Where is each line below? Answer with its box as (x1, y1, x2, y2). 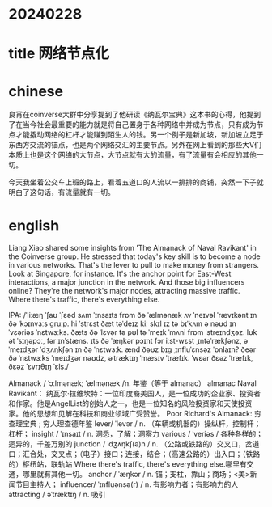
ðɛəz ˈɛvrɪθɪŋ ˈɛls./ (8, 361, 69, 372)
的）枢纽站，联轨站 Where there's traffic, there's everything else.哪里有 (8, 459, 247, 469)
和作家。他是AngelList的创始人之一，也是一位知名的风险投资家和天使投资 (8, 399, 253, 408)
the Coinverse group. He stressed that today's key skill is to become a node (8, 251, 261, 261)
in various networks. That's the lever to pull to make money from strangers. (8, 260, 259, 270)
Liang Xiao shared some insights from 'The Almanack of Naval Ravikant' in (8, 243, 257, 253)
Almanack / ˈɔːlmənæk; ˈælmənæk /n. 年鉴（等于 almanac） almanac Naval (8, 378, 257, 388)
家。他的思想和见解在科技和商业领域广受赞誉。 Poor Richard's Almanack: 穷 (8, 409, 261, 419)
